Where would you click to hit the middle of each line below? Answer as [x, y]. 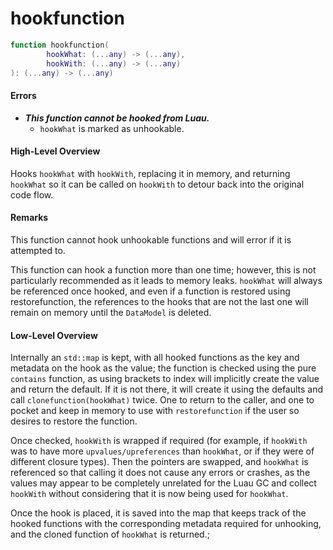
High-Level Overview [55, 151]
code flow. [32, 194]
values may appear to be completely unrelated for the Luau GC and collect [163, 483]
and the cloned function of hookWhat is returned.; [110, 534]
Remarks [29, 218]
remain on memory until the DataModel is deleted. [111, 313]
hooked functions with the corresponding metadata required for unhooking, [166, 524]
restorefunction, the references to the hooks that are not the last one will [159, 302]
